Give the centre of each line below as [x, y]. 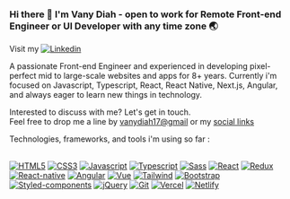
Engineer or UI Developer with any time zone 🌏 [114, 26]
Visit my [24, 49]
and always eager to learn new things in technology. [106, 95]
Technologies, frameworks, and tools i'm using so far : [110, 139]
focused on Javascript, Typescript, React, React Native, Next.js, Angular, [144, 85]
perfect [23, 76]
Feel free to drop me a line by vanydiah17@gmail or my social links [132, 122]
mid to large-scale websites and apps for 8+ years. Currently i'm [158, 76]
